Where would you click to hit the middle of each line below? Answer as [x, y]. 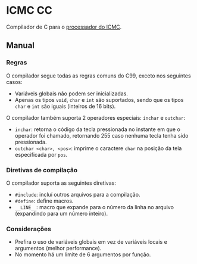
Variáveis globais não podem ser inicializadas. [71, 94]
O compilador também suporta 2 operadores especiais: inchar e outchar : [96, 117]
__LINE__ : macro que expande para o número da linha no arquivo [94, 207]
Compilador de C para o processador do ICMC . [64, 27]
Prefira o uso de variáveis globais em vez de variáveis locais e [91, 242]
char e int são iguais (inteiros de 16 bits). [65, 106]
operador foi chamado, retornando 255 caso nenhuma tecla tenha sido [101, 135]
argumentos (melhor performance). [58, 249]
